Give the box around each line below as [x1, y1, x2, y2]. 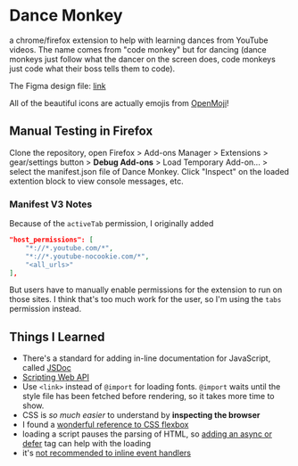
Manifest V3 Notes [9, 198, 93, 210]
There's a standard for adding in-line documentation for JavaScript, [21, 353, 271, 364]
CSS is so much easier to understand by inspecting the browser [21, 410, 261, 421]
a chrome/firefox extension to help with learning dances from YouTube [9, 35, 269, 45]
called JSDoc [21, 363, 71, 373]
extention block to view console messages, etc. [9, 176, 185, 186]
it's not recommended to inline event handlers [21, 447, 192, 459]
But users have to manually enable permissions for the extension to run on [9, 284, 283, 295]
